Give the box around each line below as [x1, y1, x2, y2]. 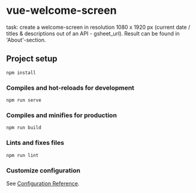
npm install [6, 70, 36, 76]
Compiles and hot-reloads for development [6, 84, 135, 92]
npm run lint [6, 152, 39, 158]
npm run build [6, 124, 42, 131]
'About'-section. [6, 36, 46, 43]
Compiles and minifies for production [6, 111, 117, 119]
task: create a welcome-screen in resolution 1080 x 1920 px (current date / [6, 23, 191, 31]
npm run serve [6, 97, 42, 103]
